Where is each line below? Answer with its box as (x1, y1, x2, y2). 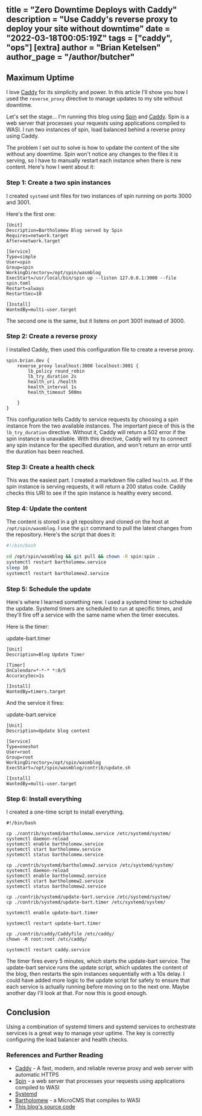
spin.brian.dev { (6, 358, 50, 364)
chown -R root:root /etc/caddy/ (6, 936, 87, 943)
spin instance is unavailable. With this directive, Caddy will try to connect (6, 435, 188, 442)
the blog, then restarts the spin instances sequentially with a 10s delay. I (6, 970, 185, 978)
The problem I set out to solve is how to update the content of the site (6, 144, 180, 152)
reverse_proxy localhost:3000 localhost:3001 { (17, 362, 139, 369)
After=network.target (6, 238, 61, 244)
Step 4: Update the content (6, 504, 87, 513)
